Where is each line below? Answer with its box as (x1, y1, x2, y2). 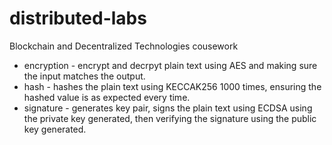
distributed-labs (9, 7, 147, 30)
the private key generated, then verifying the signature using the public (23, 112, 317, 124)
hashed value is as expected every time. (23, 91, 191, 103)
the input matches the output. (23, 70, 146, 82)
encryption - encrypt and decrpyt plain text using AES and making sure (23, 59, 318, 71)
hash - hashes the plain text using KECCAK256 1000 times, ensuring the (23, 80, 322, 92)
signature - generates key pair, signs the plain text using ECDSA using (23, 102, 313, 114)
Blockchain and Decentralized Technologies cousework (9, 40, 239, 52)
